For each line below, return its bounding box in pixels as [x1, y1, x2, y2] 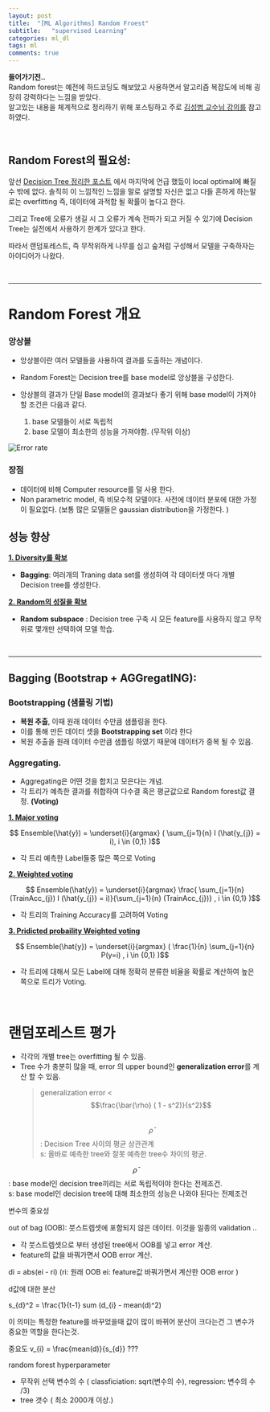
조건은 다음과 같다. [28, 399, 87, 410]
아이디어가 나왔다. [8, 251, 65, 260]
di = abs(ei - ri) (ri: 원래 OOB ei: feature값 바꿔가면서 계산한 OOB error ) [8, 1267, 239, 1277]
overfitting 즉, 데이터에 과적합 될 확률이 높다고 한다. [22, 196, 186, 206]
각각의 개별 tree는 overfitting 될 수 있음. [19, 1052, 146, 1062]
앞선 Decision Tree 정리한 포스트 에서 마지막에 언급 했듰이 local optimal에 [8, 176, 242, 186]
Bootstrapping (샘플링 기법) [8, 697, 114, 708]
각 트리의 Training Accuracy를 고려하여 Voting [19, 910, 169, 920]
